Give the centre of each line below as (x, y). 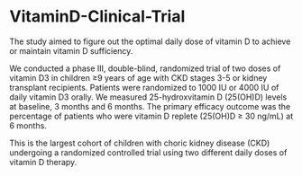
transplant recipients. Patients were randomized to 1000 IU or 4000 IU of (144, 87)
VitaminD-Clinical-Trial (97, 17)
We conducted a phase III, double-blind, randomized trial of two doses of (145, 68)
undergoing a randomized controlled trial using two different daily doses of (148, 152)
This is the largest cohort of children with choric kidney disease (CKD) (140, 143)
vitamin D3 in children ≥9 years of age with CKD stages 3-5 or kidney (138, 77)
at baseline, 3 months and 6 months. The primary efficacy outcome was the (150, 106)
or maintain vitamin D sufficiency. (71, 50)
